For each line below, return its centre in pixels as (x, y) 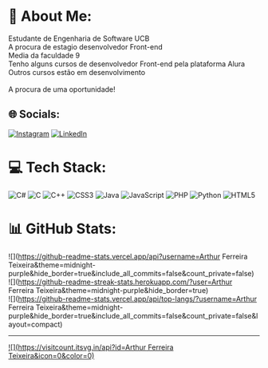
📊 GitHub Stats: (63, 229)
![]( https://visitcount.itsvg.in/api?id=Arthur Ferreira (91, 347)
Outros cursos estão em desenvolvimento (77, 72)
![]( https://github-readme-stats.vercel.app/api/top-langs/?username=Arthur (133, 299)
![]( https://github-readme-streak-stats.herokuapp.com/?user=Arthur (120, 282)
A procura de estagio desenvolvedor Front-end (86, 46)
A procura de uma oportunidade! (62, 89)
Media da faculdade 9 (44, 55)
